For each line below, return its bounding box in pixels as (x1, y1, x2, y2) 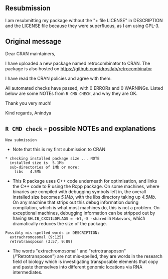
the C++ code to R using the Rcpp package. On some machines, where (12, 183, 159, 190)
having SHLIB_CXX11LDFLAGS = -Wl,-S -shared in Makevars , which (12, 215, 145, 221)
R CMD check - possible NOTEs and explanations (5, 124, 156, 133)
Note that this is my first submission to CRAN (12, 147, 106, 153)
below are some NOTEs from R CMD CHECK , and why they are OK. (5, 90, 138, 96)
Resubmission (5, 4, 51, 13)
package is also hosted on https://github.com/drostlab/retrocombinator (5, 65, 152, 72)
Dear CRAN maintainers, (5, 50, 56, 57)
